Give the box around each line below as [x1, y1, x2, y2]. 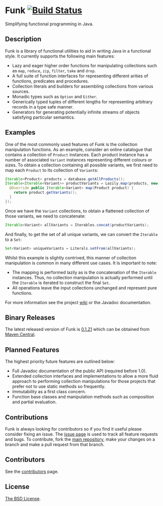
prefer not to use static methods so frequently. [12, 383, 106, 389]
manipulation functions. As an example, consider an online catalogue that [5, 146, 152, 152]
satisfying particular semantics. [12, 114, 75, 120]
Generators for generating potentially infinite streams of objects [12, 109, 140, 115]
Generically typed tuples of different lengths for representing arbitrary [12, 99, 153, 105]
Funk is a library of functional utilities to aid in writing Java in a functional [5, 48, 151, 54]
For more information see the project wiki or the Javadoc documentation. [5, 299, 152, 305]
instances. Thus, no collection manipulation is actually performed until [12, 274, 153, 280]
